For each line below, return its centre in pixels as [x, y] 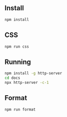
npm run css [17, 47]
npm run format [20, 109]
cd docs [13, 78]
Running [18, 62]
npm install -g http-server [33, 73]
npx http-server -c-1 [27, 82]
